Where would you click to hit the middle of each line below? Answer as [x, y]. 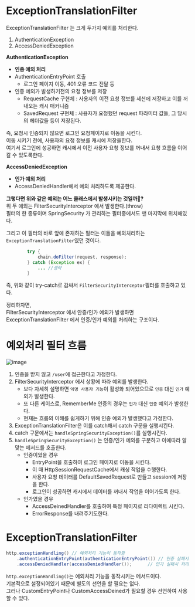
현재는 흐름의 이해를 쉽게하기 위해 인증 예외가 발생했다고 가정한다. [98, 418]
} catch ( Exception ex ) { [59, 262]
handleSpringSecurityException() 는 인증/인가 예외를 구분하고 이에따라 [97, 440]
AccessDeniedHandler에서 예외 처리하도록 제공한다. [75, 186]
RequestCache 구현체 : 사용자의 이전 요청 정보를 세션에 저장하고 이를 [102, 99]
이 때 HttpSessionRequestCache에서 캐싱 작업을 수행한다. [100, 470]
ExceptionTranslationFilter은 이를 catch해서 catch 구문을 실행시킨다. [94, 426]
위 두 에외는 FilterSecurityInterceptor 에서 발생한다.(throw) [75, 206]
